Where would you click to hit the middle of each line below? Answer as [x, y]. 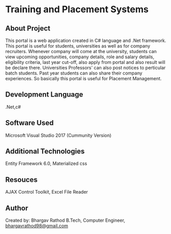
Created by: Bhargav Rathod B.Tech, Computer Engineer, [65, 220]
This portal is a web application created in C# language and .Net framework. [86, 40]
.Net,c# [13, 107]
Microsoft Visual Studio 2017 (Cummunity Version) [58, 135]
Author [17, 208]
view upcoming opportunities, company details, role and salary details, [80, 57]
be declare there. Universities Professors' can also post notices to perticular [85, 68]
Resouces [22, 180]
